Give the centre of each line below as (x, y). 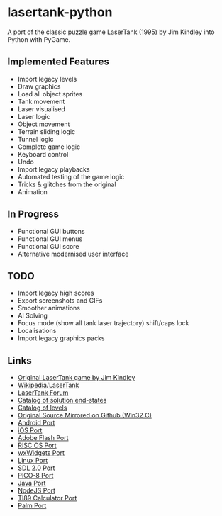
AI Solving (33, 315)
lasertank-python (60, 12)
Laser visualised (41, 109)
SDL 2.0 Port (36, 468)
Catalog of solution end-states (62, 400)
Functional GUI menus (50, 239)
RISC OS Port (37, 445)
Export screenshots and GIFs (60, 301)
